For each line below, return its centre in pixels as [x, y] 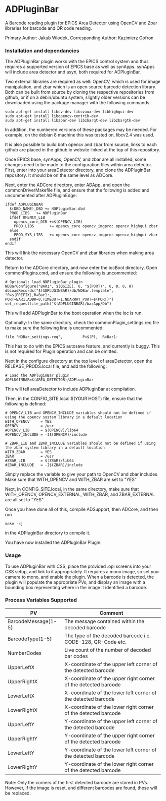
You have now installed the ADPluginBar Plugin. [54, 542]
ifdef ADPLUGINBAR [24, 204]
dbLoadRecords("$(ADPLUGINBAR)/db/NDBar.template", [59, 291]
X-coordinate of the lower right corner [109, 707]
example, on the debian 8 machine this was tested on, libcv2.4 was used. [80, 135]
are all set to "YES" [24, 500]
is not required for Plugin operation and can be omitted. [62, 351]
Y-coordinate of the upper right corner [109, 735]
